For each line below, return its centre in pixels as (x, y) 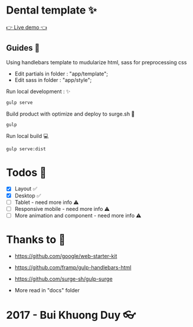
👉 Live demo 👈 (27, 27)
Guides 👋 (23, 48)
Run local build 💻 (27, 136)
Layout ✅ (26, 189)
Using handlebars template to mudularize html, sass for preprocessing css (97, 62)
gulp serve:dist (26, 149)
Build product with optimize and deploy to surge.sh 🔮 (71, 114)
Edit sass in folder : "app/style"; (53, 80)
